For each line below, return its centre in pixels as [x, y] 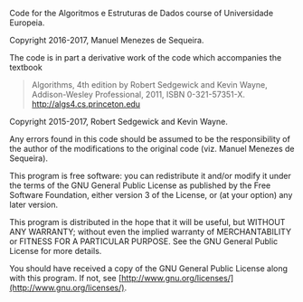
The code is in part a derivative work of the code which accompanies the [146, 57]
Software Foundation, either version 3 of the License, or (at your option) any [151, 195]
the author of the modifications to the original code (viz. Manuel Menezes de [152, 149]
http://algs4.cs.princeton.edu [86, 104]
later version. [34, 204]
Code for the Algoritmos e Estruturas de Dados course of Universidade [142, 13]
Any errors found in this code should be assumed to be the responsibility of [150, 139]
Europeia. [27, 23]
